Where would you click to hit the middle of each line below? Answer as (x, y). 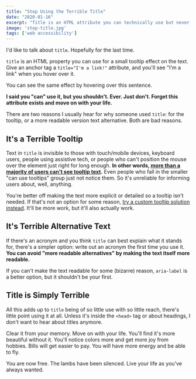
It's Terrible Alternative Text (59, 226)
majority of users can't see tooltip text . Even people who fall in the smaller (97, 171)
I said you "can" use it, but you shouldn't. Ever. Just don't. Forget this (92, 97)
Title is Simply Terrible (48, 295)
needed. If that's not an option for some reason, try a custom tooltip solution (98, 202)
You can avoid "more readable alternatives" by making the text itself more (98, 253)
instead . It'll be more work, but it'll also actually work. (70, 208)
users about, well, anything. (39, 184)
